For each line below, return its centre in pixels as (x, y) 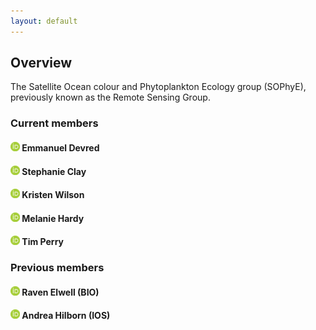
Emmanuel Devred (60, 147)
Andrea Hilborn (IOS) (66, 316)
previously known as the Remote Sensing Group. (110, 97)
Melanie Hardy (53, 218)
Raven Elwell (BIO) (60, 292)
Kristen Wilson (53, 195)
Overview (41, 63)
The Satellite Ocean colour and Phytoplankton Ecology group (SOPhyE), (158, 87)
